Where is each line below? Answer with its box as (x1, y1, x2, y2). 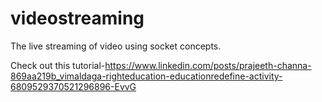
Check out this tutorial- (10, 59, 106, 71)
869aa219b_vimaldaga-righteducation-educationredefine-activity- (10, 70, 283, 82)
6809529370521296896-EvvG (10, 80, 137, 92)
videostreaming (10, 7, 145, 30)
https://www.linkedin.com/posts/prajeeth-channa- (104, 59, 312, 71)
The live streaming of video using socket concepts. (10, 40, 222, 52)
